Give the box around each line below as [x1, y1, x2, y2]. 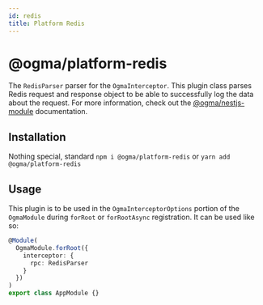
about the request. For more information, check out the [8, 98, 192, 108]
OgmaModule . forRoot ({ [15, 244, 89, 252]
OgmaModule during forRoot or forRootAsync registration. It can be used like [8, 212, 255, 222]
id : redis [8, 11, 42, 20]
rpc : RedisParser [29, 259, 89, 267]
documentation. [35, 107, 88, 116]
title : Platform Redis [8, 19, 85, 28]
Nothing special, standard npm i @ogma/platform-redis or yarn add [8, 151, 231, 162]
